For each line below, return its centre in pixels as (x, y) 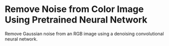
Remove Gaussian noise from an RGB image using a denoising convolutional (84, 33)
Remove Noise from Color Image (74, 9)
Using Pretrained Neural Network (76, 20)
